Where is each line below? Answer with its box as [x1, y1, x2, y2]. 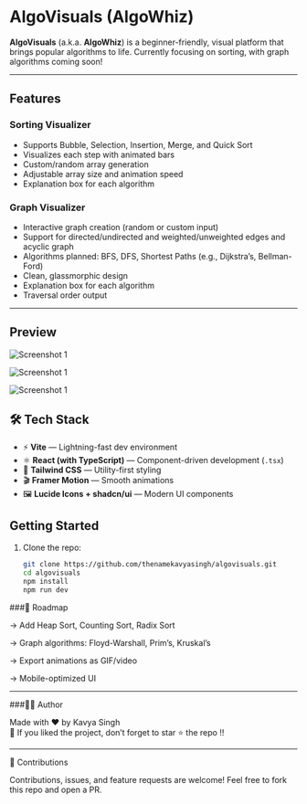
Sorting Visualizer [9, 119, 91, 132]
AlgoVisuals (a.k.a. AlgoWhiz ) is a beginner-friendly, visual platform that [9, 37, 285, 48]
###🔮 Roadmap [9, 601, 69, 613]
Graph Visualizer [9, 201, 86, 214]
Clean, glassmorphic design [22, 270, 129, 280]
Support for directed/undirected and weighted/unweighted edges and [22, 231, 286, 242]
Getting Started [9, 518, 100, 534]
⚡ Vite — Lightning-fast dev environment [22, 441, 178, 452]
